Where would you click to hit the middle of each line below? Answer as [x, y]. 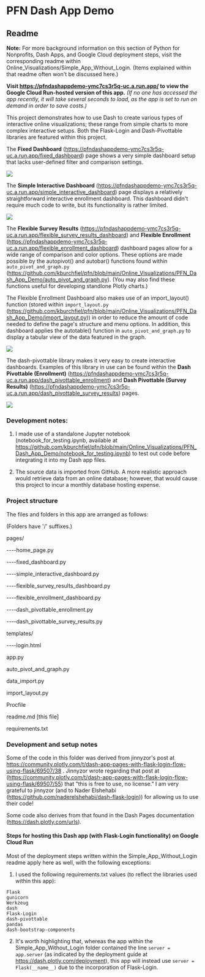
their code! [20, 803]
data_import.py [25, 681]
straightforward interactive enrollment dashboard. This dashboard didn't [97, 198]
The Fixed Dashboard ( [36, 149]
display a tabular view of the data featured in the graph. [76, 337]
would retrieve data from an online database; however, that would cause [106, 478]
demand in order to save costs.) [47, 106]
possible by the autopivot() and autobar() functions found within [87, 261]
